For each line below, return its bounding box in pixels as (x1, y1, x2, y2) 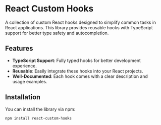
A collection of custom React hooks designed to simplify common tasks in (5, 19, 156, 25)
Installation (5, 93, 41, 102)
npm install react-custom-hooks (5, 116, 72, 121)
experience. (12, 62, 37, 68)
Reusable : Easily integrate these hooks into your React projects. (12, 68, 144, 74)
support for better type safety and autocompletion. (5, 30, 109, 36)
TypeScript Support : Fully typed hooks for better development (12, 58, 141, 63)
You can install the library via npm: (5, 106, 76, 112)
